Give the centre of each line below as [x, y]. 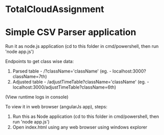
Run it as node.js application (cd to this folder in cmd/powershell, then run [82, 46]
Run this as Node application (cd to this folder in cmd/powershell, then [86, 116]
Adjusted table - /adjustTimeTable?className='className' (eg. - [81, 82]
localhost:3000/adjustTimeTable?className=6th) [64, 87]
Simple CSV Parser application [71, 32]
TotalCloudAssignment [55, 9]
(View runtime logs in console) [37, 97]
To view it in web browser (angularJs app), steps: [56, 107]
